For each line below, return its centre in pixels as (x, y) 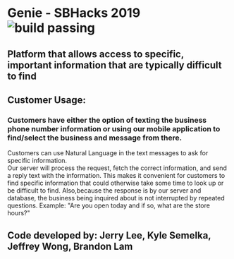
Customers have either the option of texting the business (107, 120)
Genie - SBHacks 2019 (74, 13)
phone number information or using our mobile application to (114, 128)
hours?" (19, 213)
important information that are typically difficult (115, 65)
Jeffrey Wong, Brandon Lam (70, 246)
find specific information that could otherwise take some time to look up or (116, 183)
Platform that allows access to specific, (96, 54)
